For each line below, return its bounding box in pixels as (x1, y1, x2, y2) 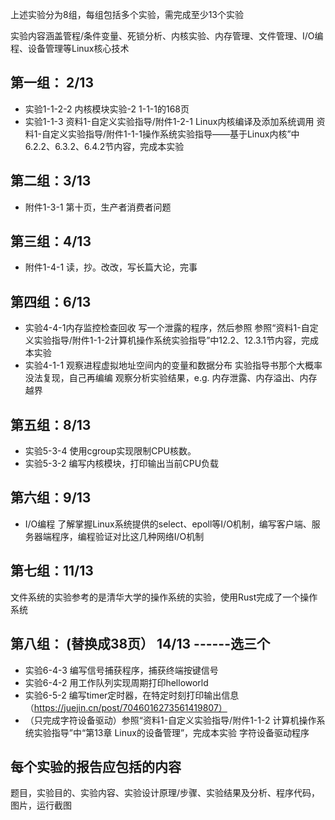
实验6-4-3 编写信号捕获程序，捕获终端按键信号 (24, 664, 219, 676)
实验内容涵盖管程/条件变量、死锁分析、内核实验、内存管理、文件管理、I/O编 (10, 30, 324, 42)
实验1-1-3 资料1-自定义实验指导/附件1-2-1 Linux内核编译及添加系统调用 (24, 115, 315, 127)
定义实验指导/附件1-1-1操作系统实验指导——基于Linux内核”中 (49, 128, 300, 140)
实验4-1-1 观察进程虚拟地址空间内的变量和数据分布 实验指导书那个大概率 (24, 359, 323, 372)
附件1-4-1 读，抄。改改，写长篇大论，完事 (24, 261, 198, 273)
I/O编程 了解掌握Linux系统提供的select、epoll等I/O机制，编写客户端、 (24, 518, 312, 530)
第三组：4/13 (10, 233, 92, 250)
